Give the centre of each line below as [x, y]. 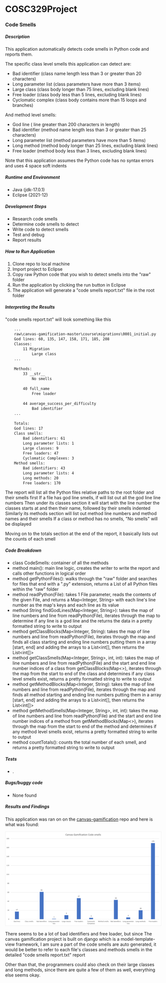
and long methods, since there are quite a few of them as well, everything [80, 970]
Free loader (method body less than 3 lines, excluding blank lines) [80, 151]
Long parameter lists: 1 [49, 443]
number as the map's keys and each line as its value [66, 605]
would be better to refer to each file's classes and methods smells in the [79, 949]
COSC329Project [41, 9]
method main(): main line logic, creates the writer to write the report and [86, 568]
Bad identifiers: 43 [44, 468]
